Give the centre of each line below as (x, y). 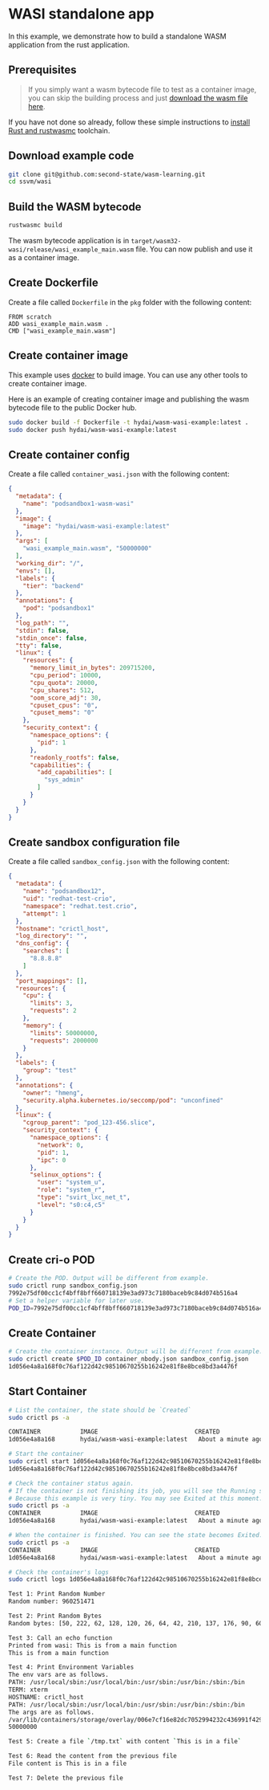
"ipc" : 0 (52, 1160)
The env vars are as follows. (59, 1675)
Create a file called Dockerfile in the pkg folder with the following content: (130, 302)
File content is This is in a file (68, 1763)
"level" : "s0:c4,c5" (71, 1205)
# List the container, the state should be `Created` (100, 1410)
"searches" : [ (46, 951)
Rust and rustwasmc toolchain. (59, 130)
